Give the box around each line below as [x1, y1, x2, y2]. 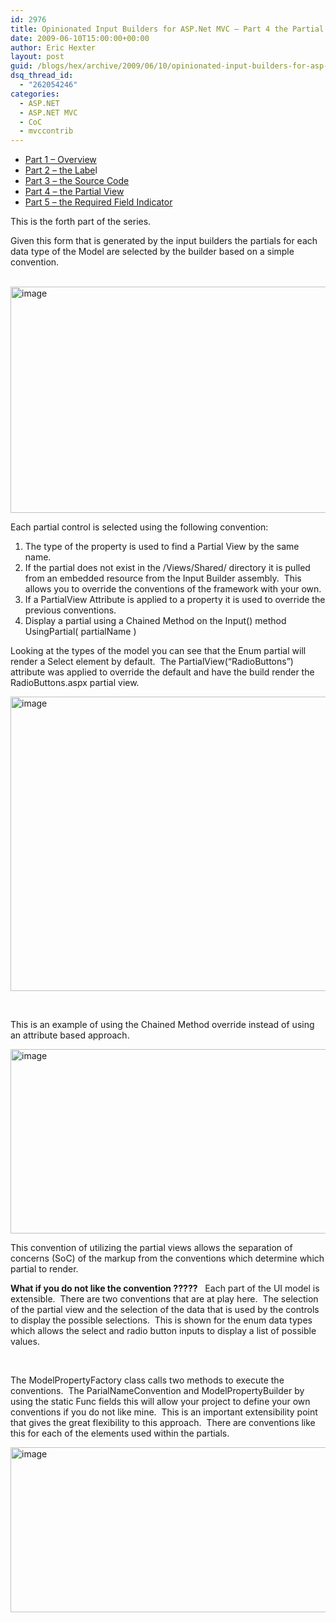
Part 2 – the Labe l [24, 164, 98, 176]
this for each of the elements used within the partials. [10, 1427, 230, 1440]
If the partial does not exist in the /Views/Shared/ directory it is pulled [24, 562, 311, 574]
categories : [10, 89, 60, 99]
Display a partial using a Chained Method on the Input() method [24, 615, 287, 627]
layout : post [10, 52, 65, 62]
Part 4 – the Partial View [24, 186, 125, 198]
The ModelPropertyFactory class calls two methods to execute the [10, 1374, 285, 1386]
